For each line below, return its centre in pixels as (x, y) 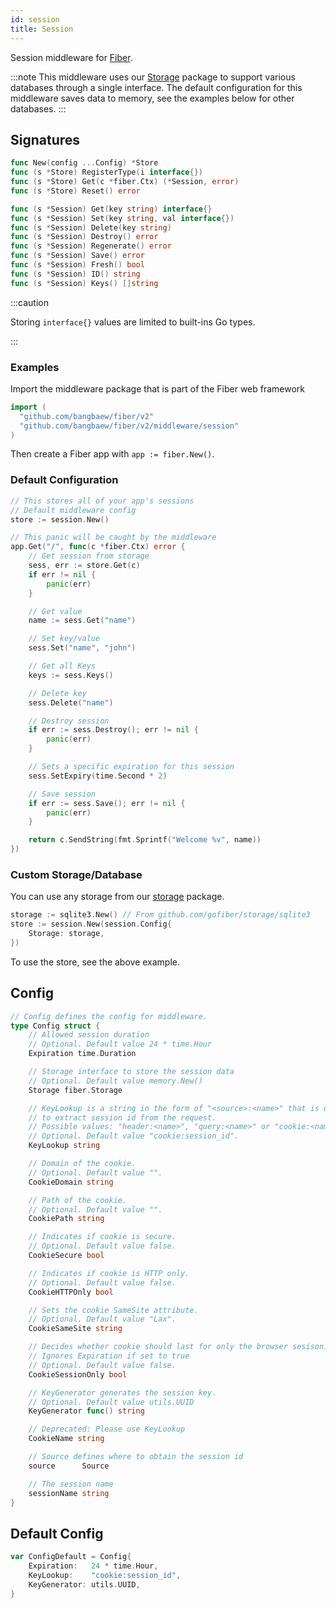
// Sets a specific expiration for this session (131, 767)
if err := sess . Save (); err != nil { (107, 803)
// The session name (71, 1484)
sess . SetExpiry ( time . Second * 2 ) (98, 776)
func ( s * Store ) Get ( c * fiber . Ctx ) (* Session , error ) (125, 182)
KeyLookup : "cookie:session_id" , (105, 1575)
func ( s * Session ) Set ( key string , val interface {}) (122, 218)
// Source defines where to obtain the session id (136, 1457)
